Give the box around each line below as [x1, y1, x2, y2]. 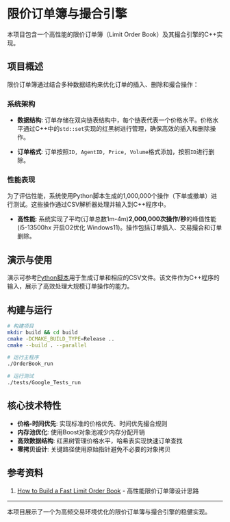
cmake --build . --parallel [7, 342, 88, 349]
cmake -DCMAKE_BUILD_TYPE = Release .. [7, 335, 115, 343]
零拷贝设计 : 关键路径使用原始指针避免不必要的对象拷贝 [16, 445, 171, 453]
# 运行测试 [7, 373, 34, 380]
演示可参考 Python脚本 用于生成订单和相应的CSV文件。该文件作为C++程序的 [7, 273, 220, 282]
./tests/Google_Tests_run [7, 380, 81, 386]
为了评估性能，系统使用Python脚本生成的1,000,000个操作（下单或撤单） [7, 192, 212, 200]
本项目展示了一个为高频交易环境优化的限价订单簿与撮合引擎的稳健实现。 [7, 508, 211, 516]
